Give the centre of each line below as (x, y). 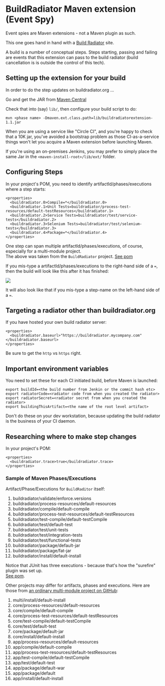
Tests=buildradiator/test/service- (101, 215)
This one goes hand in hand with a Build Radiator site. (60, 42)
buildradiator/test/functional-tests (47, 540)
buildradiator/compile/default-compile (51, 509)
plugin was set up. (24, 571)
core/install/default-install (39, 637)
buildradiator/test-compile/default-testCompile (60, 519)
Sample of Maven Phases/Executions (51, 478)
